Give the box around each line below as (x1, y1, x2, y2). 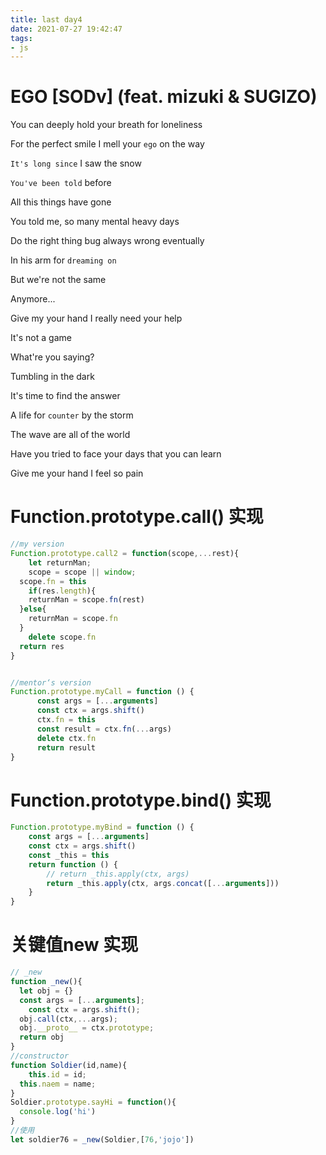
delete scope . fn (28, 632, 97, 642)
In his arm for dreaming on (10, 254, 117, 266)
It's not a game (10, 332, 72, 344)
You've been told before (10, 177, 112, 189)
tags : (10, 33, 33, 43)
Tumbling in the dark (10, 371, 95, 383)
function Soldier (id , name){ (10, 1060, 128, 1070)
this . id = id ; (28, 1069, 87, 1080)
